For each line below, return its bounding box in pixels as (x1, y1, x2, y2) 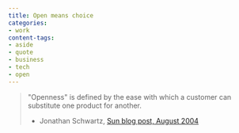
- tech (8, 63, 30, 71)
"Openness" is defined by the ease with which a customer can (27, 92, 232, 101)
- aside (8, 41, 34, 49)
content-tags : (8, 33, 55, 42)
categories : (8, 19, 47, 27)
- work (8, 26, 30, 34)
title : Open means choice (8, 11, 93, 20)
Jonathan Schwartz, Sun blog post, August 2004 (39, 116, 199, 125)
